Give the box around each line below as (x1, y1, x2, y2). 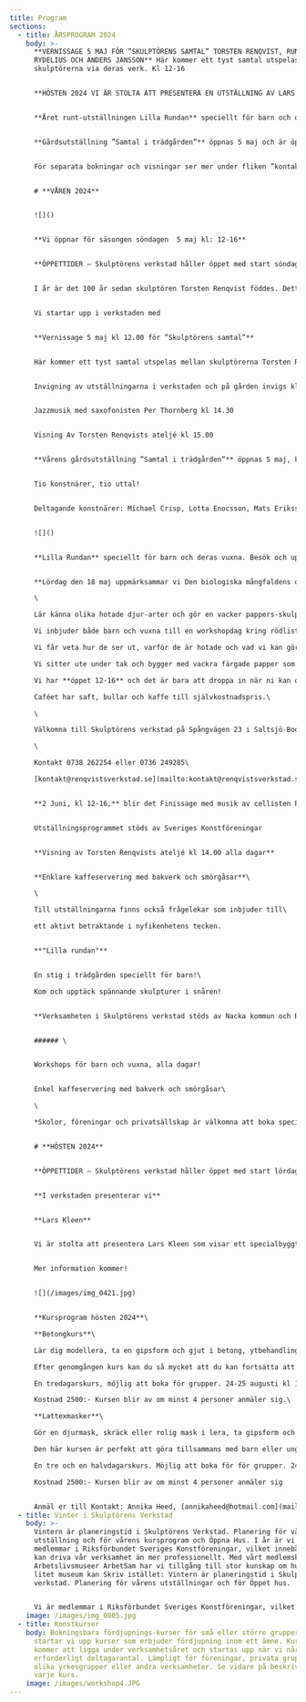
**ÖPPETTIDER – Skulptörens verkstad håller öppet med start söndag (33, 260, 300, 269)
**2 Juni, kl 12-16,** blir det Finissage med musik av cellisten (33, 799, 291, 808)
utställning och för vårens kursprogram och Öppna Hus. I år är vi (33, 1536, 296, 1545)
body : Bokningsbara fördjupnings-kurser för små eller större (25, 1628, 267, 1637)
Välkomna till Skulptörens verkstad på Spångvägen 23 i (33, 726, 250, 735)
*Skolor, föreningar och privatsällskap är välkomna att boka (33, 1118, 275, 1127)
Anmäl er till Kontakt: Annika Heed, (33, 1501, 178, 1511)
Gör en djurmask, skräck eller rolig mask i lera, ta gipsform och (33, 1429, 296, 1438)
